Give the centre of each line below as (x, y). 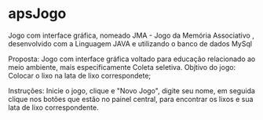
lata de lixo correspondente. (54, 107)
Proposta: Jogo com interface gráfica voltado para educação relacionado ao (132, 59)
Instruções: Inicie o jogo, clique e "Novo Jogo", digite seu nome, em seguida (131, 90)
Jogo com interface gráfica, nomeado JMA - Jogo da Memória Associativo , (131, 35)
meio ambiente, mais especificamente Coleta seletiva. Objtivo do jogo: (122, 67)
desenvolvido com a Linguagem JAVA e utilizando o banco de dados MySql (130, 43)
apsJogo (37, 14)
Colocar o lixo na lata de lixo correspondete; (80, 75)
